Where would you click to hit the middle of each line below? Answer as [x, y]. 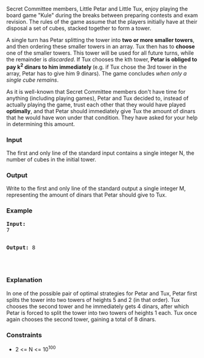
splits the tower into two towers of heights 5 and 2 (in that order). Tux [93, 300]
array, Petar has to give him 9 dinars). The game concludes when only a [97, 73]
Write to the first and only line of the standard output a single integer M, [96, 189]
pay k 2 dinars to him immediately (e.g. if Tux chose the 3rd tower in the [97, 66]
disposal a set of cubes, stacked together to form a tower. [79, 28]
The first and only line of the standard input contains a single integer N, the [100, 153]
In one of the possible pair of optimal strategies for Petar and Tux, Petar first [102, 293]
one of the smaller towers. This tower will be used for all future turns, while [100, 53]
